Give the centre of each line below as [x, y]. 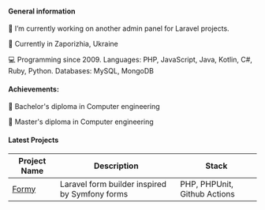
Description [116, 166]
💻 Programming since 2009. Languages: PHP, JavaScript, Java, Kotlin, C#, [130, 60]
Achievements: [34, 89]
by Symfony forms [94, 193]
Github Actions [207, 193]
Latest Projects [34, 140]
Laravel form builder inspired [114, 184]
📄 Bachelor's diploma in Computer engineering [84, 107]
